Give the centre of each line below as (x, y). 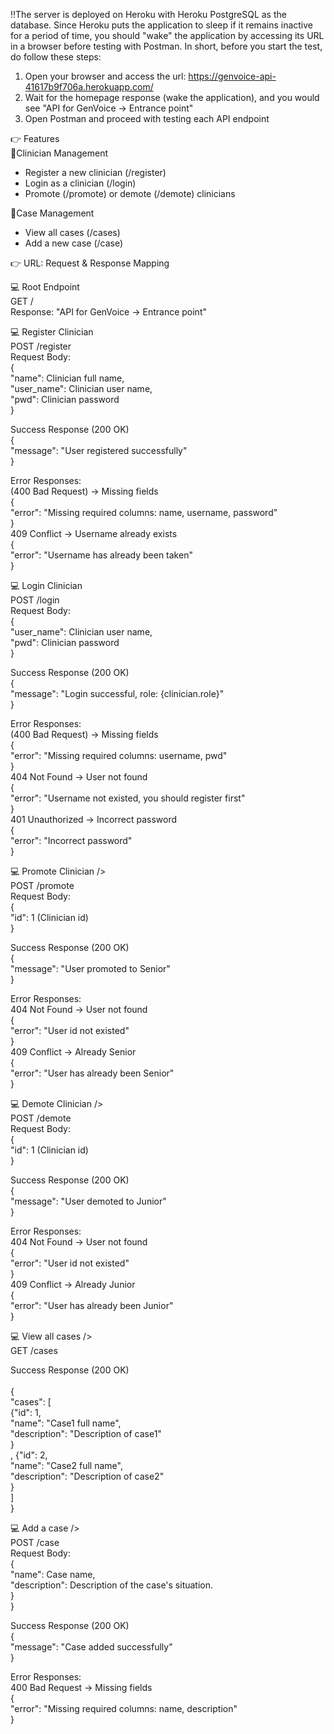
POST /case (35, 1542)
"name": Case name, (53, 1574)
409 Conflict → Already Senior (73, 1052)
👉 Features (35, 138)
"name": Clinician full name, (67, 378)
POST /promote (42, 885)
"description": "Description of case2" (87, 1476)
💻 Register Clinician (52, 332)
